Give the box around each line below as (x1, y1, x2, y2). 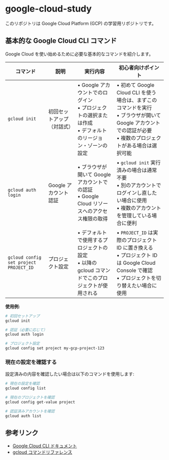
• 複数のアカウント (116, 204, 161, 211)
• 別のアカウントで (116, 182, 161, 189)
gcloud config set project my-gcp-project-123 (5, 346, 105, 351)
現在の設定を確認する (5, 359, 57, 366)
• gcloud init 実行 (116, 159, 161, 166)
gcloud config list (5, 386, 46, 391)
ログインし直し (116, 189, 152, 196)
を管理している (116, 212, 152, 219)
